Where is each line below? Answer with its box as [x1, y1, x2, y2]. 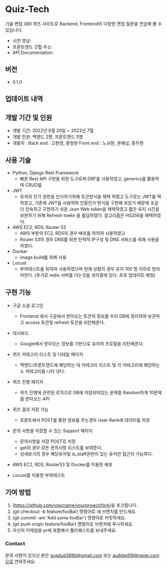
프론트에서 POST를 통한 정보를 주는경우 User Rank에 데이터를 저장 [19, 417, 151, 423]
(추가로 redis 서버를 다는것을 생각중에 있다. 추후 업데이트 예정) [34, 272, 156, 278]
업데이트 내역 [5, 95, 43, 103]
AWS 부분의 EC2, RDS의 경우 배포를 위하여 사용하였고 [19, 230, 126, 236]
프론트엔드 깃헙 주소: [12, 44, 53, 50]
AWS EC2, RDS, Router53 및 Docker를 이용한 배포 [12, 461, 113, 467]
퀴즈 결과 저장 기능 [12, 406, 49, 412]
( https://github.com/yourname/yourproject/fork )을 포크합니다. [12, 502, 138, 508]
